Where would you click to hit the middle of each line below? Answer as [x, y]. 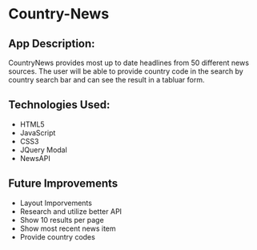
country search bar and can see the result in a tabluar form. [107, 80]
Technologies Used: [59, 105]
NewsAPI [35, 158]
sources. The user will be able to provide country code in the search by [126, 71]
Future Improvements [63, 184]
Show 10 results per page [62, 220]
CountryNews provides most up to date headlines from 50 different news [129, 62]
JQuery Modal [44, 150]
